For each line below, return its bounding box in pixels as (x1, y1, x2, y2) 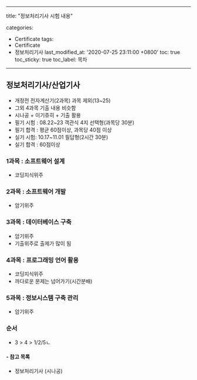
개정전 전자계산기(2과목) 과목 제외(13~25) (14, 97, 111, 104)
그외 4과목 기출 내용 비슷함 (14, 104, 76, 111)
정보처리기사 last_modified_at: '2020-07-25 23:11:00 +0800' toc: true (14, 49, 181, 56)
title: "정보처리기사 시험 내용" (6, 12, 73, 19)
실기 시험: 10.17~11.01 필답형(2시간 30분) (14, 133, 108, 141)
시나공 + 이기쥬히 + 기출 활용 (14, 111, 81, 118)
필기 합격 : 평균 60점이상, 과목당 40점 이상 (14, 126, 113, 133)
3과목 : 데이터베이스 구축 (6, 218, 72, 226)
